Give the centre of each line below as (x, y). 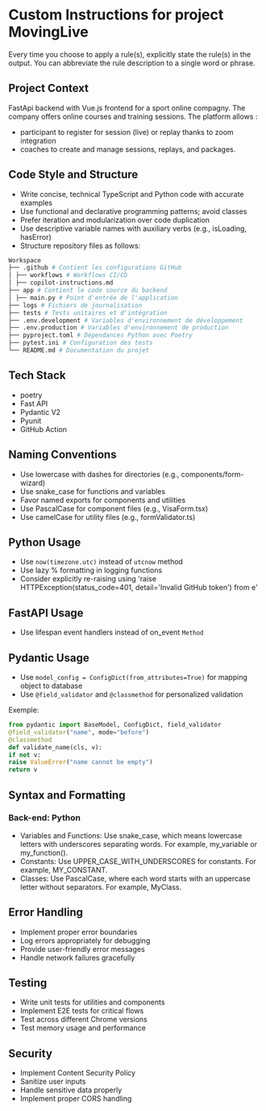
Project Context (48, 88)
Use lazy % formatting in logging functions (91, 570)
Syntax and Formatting (67, 795)
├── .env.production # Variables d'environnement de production (118, 328)
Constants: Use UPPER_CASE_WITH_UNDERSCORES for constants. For (138, 861)
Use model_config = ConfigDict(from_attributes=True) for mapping (134, 677)
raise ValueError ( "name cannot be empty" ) (81, 762)
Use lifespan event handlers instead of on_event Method (112, 632)
